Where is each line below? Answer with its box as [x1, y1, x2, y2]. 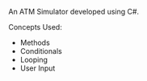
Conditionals [19, 47, 62, 55]
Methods [19, 38, 50, 47]
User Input [19, 63, 56, 73]
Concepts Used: [8, 22, 62, 31]
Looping [19, 55, 48, 64]
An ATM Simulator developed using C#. [8, 7, 140, 16]
